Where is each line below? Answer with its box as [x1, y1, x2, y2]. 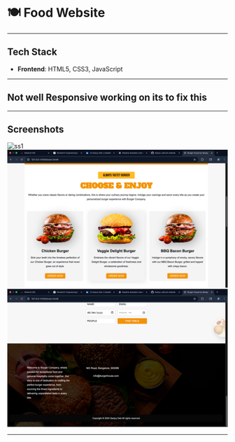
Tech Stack [7, 46, 57, 58]
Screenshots [7, 123, 64, 135]
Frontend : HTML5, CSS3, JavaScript [17, 64, 123, 73]
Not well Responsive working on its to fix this [7, 92, 208, 104]
